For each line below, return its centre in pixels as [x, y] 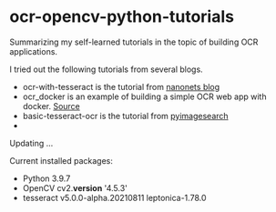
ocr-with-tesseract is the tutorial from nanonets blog [121, 86]
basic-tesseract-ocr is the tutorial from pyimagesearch [126, 116]
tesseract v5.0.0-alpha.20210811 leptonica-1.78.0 [114, 197]
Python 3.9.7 [46, 178]
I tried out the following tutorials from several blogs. [106, 69]
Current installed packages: [61, 160]
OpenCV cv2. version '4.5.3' [75, 187]
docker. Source [51, 106]
